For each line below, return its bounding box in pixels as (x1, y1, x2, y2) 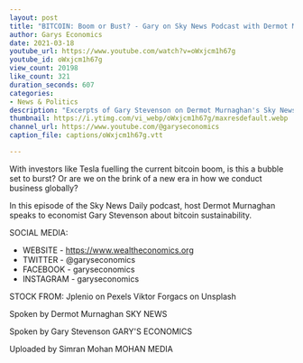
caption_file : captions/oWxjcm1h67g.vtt (9, 131, 164, 140)
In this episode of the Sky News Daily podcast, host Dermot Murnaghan (9, 200, 276, 210)
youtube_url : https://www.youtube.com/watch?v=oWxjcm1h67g (9, 47, 236, 56)
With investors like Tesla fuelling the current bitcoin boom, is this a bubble (9, 163, 284, 174)
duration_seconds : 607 (9, 80, 95, 89)
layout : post (9, 13, 59, 23)
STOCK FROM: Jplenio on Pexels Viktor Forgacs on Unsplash (9, 291, 236, 302)
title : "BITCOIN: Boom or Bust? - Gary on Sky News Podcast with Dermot (9, 22, 289, 31)
